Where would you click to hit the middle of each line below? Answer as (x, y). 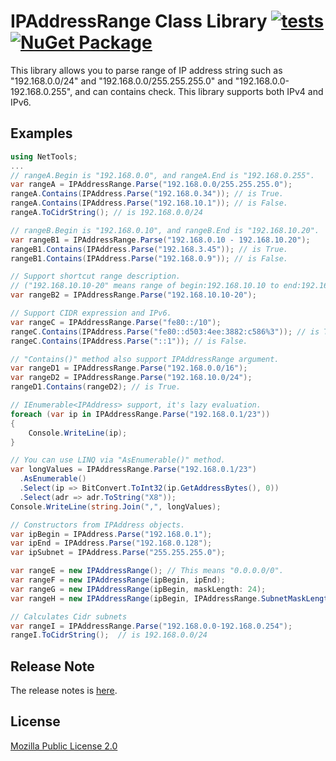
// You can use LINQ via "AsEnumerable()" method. (118, 460)
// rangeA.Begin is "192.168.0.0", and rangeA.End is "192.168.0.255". (162, 175)
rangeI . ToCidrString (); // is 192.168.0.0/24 (109, 635)
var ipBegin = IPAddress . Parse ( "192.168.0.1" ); (111, 534)
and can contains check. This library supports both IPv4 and (199, 91)
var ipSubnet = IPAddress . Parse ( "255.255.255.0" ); (118, 553)
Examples (41, 133)
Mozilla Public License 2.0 (64, 746)
